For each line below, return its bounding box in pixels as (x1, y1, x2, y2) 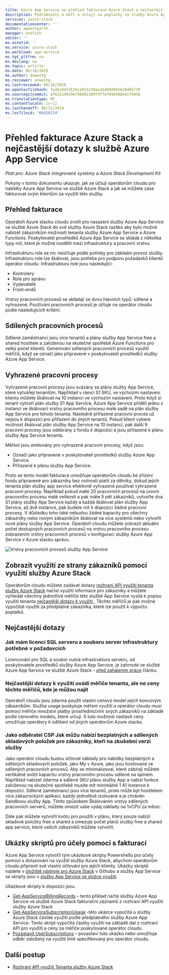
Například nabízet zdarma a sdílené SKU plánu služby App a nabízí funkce (5, 777, 159, 783)
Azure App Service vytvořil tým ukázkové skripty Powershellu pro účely (5, 852, 154, 858)
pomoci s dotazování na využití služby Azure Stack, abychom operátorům (5, 858, 158, 864)
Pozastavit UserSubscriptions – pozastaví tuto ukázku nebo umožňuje (12, 931, 157, 937)
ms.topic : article (5, 63, 44, 69)
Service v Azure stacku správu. (5, 537, 70, 543)
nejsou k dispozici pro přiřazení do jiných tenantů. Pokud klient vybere (5, 416, 151, 422)
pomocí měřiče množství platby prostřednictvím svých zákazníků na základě (5, 708, 164, 714)
